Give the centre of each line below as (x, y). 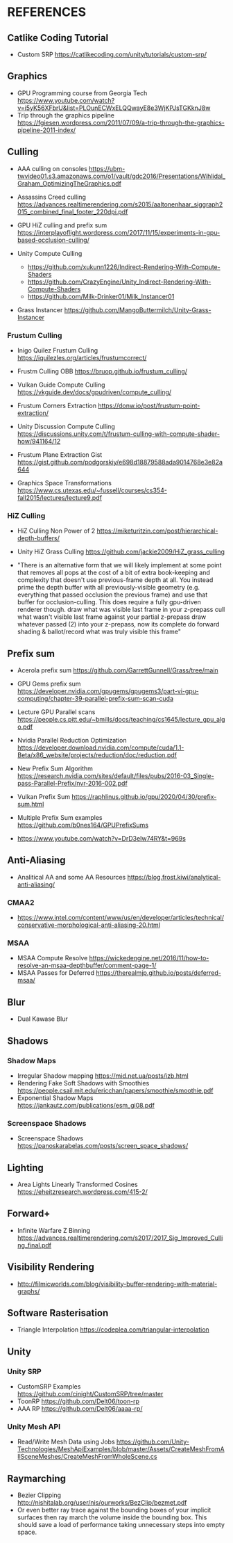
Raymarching (37, 1478)
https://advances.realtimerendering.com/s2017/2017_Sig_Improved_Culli (120, 1238)
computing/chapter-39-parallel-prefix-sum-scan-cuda (95, 699)
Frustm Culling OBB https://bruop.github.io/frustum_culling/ (102, 371)
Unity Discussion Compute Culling (66, 426)
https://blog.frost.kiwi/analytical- (174, 877)
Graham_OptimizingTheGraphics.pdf (69, 183)
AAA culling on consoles (52, 168)
